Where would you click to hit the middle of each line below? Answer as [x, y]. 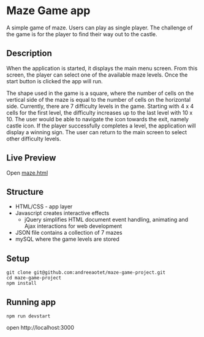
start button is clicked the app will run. [55, 81]
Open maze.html [27, 173]
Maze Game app [48, 11]
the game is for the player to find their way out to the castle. [82, 34]
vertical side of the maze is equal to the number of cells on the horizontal [99, 99]
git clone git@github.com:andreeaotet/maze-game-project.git [86, 273]
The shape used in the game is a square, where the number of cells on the [100, 93]
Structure [25, 191]
